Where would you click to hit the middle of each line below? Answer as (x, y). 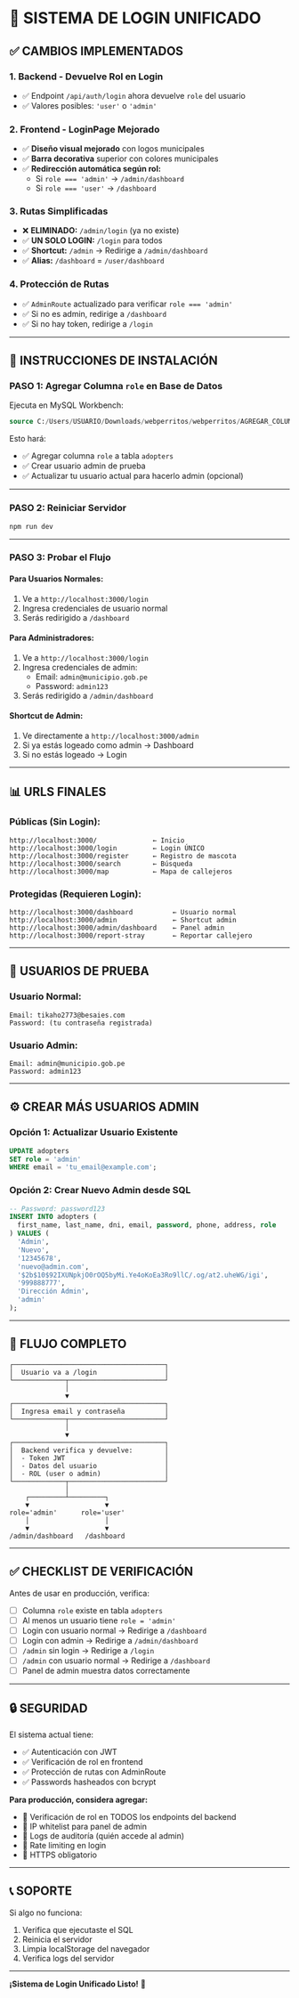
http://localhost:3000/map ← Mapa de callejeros (121, 872)
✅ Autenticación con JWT (69, 1751)
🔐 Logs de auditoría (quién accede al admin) (103, 1836)
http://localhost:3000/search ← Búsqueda (101, 864)
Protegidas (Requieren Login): (76, 894)
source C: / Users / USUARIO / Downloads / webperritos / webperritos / (125, 422)
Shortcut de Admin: (46, 716)
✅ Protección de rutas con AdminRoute (94, 1772)
